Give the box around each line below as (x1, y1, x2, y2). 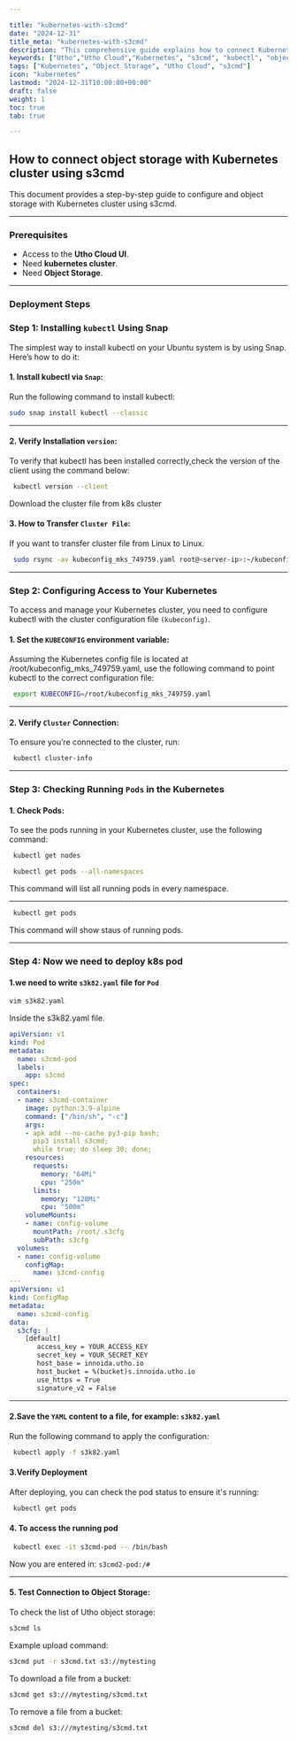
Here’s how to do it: (9, 351, 80, 362)
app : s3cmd (25, 1071, 65, 1080)
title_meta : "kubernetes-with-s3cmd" (9, 37, 148, 46)
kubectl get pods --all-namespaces (12, 867, 144, 876)
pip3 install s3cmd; (32, 1136, 109, 1146)
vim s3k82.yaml (9, 997, 65, 1005)
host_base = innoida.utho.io (36, 1360, 144, 1368)
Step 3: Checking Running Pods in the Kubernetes (9, 783, 225, 796)
